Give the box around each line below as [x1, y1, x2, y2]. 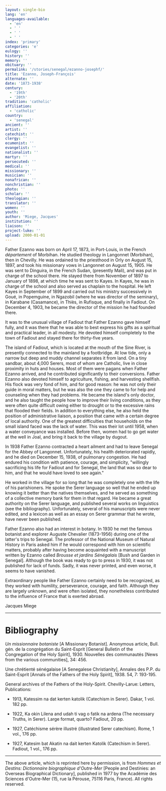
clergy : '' [5, 136, 28, 141]
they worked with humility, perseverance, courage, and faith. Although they [5, 583, 159, 589]
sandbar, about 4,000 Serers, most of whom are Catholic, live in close [5, 360, 147, 366]
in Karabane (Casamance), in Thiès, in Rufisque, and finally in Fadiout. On [5, 299, 155, 305]
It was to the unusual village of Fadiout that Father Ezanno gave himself [5, 319, 151, 325]
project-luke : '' [5, 228, 41, 233]
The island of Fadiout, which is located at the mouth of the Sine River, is [5, 345, 151, 350]
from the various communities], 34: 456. [5, 657, 87, 663]
